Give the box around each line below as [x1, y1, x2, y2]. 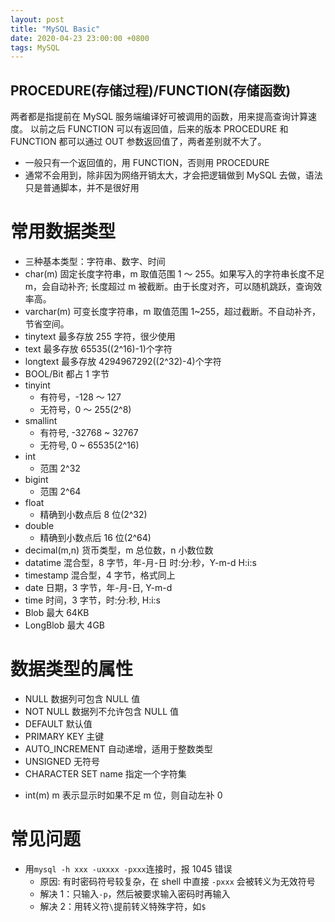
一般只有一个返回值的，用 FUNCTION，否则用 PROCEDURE [24, 157, 270, 169]
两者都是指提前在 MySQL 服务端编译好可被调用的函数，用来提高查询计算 [10, 111, 309, 123]
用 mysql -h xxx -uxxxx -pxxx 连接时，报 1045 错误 [24, 862, 233, 875]
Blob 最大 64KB [24, 607, 90, 618]
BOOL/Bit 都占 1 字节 [24, 368, 110, 380]
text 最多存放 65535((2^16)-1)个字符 [24, 343, 173, 355]
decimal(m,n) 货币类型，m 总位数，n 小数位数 [24, 544, 214, 556]
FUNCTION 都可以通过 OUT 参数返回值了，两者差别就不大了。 [10, 136, 267, 148]
